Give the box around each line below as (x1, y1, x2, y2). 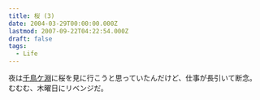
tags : (8, 42, 27, 50)
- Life (15, 50, 38, 58)
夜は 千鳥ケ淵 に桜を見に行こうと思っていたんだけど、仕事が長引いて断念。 (8, 73, 258, 82)
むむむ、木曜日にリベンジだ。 (8, 83, 108, 93)
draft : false (8, 34, 53, 43)
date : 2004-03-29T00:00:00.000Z (8, 20, 118, 28)
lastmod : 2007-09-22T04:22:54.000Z (8, 27, 129, 35)
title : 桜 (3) (8, 11, 55, 20)
